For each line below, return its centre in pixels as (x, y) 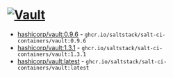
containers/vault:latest (53, 68)
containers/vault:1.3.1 (52, 54)
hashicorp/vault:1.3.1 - (49, 47)
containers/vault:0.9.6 (52, 41)
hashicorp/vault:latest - (51, 61)
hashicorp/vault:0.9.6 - (50, 34)
